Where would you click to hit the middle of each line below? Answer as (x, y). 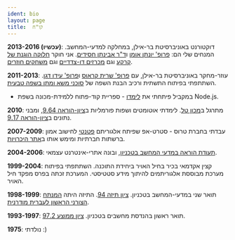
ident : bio (23, 14)
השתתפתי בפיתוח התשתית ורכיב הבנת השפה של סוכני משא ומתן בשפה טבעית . (112, 83)
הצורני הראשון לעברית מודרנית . (48, 202)
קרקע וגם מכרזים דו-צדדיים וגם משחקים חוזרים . (70, 62)
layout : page (26, 20)
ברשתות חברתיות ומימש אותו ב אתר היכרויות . (66, 139)
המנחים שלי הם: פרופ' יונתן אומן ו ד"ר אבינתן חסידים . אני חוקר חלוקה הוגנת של (111, 54)
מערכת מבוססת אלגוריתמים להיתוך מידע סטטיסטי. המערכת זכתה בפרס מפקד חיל (116, 174)
